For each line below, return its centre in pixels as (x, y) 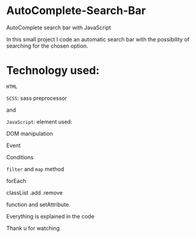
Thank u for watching (33, 228)
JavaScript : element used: (39, 121)
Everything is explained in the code (50, 216)
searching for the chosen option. (47, 46)
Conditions (20, 157)
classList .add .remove (34, 192)
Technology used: (53, 70)
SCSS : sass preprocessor (37, 98)
